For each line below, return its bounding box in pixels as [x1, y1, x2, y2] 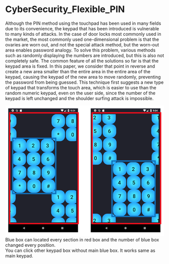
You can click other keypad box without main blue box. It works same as [5, 247, 155, 253]
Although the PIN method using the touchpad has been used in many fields [5, 20, 161, 26]
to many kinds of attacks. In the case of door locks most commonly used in [5, 31, 161, 37]
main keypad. [5, 253, 34, 259]
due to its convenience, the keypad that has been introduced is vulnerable [5, 25, 159, 31]
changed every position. [5, 242, 56, 248]
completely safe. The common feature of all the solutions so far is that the [5, 58, 159, 64]
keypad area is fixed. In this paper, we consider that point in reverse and [5, 63, 155, 69]
